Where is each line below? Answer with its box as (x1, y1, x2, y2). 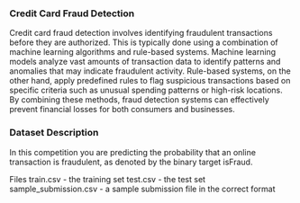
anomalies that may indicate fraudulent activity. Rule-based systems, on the (9, 66, 291, 76)
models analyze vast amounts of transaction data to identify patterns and (9, 57, 281, 67)
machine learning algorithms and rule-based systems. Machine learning (9, 47, 277, 57)
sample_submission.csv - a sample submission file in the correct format (9, 183, 276, 194)
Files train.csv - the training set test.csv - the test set (9, 173, 205, 184)
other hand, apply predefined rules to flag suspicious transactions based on (9, 75, 291, 86)
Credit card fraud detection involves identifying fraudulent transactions (9, 28, 273, 39)
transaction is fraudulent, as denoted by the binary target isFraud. (9, 156, 253, 167)
